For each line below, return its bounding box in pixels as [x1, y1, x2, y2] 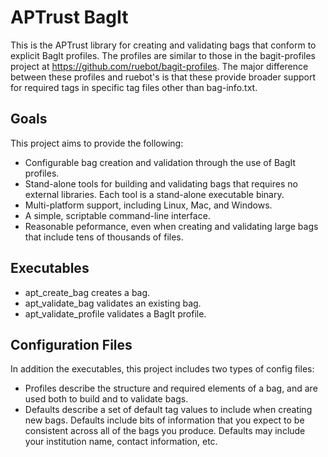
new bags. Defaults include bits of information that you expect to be [24, 414, 305, 426]
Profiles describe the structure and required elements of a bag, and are [24, 382, 318, 395]
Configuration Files [10, 336, 133, 353]
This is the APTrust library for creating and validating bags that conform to [10, 39, 317, 51]
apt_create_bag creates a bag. [24, 286, 151, 298]
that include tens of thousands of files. [24, 231, 184, 243]
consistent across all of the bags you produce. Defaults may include [24, 425, 306, 437]
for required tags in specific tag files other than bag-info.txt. [10, 81, 258, 93]
